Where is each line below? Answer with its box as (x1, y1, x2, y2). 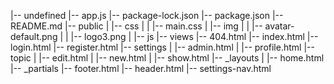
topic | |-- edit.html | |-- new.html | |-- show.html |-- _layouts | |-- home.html (10, 52, 325, 64)
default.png (10, 31, 58, 42)
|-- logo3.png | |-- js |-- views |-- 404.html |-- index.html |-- (70, 31, 319, 42)
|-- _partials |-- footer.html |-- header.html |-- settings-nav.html (10, 63, 272, 74)
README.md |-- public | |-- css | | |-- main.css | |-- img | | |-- (10, 20, 263, 32)
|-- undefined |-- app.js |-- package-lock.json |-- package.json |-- (10, 10, 284, 21)
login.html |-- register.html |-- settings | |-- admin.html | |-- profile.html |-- (10, 41, 315, 53)
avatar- (264, 20, 295, 32)
